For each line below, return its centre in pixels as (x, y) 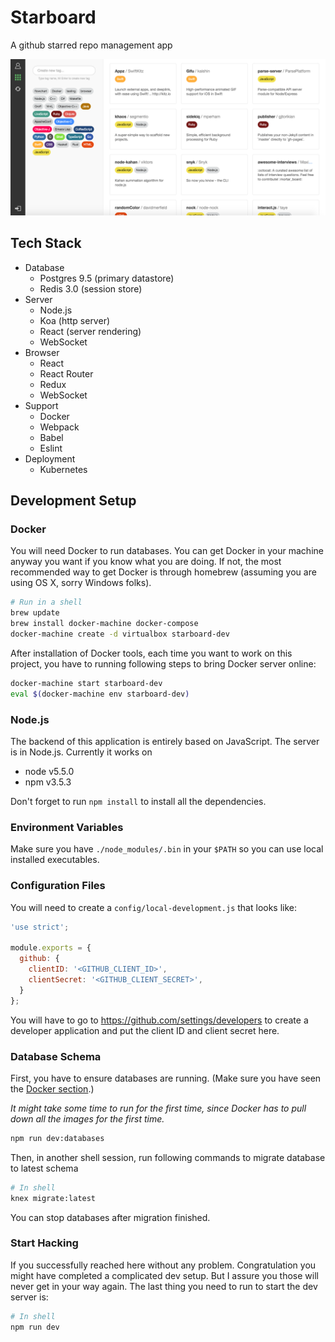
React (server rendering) (90, 331)
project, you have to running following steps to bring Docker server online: (163, 663)
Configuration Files (58, 886)
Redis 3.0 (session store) (91, 288)
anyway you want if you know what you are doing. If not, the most (146, 562)
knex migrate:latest (53, 1198)
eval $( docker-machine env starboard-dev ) (100, 694)
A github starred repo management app (91, 45)
